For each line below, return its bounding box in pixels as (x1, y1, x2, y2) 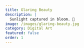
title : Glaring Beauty (5, 7, 52, 12)
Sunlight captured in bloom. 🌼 (9, 16, 75, 21)
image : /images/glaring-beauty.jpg (5, 21, 79, 26)
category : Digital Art (5, 26, 52, 31)
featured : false (5, 30, 39, 35)
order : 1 (5, 35, 23, 40)
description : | (5, 12, 37, 17)
